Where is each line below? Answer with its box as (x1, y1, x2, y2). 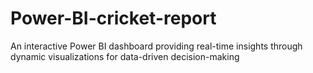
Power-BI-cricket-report (10, 7, 217, 30)
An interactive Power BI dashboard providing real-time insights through (10, 40, 303, 52)
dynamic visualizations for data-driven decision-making (10, 50, 240, 62)
